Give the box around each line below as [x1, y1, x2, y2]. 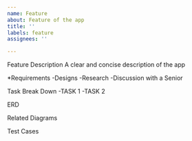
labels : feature [7, 29, 54, 36]
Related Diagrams [7, 114, 58, 122]
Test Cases [7, 127, 39, 135]
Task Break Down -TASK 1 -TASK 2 [7, 87, 105, 96]
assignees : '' [7, 36, 48, 43]
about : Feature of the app [7, 17, 85, 23]
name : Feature [7, 10, 48, 17]
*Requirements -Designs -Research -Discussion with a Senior [7, 74, 184, 83]
